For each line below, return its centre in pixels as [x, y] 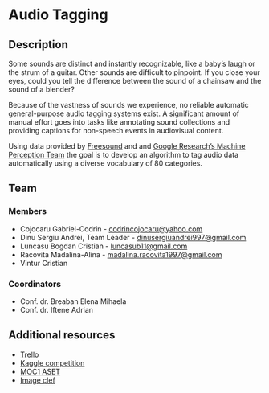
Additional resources [62, 335]
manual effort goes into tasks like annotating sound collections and [119, 122]
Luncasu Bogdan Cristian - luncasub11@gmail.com [104, 246]
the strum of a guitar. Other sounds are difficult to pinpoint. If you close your [134, 72]
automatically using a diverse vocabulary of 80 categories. [106, 163]
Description [38, 45]
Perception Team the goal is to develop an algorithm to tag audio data [124, 155]
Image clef [38, 380]
